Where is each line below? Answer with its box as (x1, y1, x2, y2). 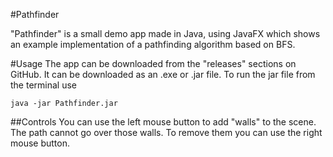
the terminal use (10, 79, 77, 91)
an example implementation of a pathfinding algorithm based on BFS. (10, 39, 296, 50)
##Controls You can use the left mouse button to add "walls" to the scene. (10, 116, 317, 128)
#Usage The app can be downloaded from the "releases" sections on (10, 58, 297, 69)
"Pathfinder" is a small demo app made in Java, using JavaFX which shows (10, 28, 321, 39)
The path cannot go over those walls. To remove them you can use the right (10, 127, 323, 138)
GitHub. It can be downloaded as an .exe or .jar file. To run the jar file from (10, 69, 316, 80)
